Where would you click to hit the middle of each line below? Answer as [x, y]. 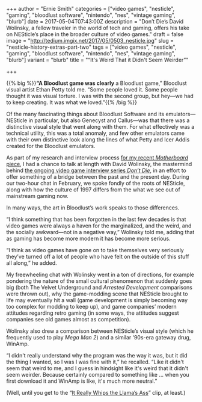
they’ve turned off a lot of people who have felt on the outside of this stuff [98, 256]
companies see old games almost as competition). [69, 319]
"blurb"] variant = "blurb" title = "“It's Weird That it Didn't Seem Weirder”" [97, 60]
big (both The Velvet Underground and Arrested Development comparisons [99, 287]
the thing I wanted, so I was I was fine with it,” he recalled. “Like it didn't [95, 362]
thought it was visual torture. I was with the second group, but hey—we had [100, 96]
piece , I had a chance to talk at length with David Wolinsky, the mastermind [99, 164]
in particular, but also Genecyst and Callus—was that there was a [109, 120]
